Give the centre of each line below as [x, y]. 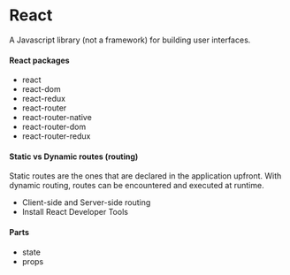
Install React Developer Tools [75, 212]
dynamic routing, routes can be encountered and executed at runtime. [137, 186]
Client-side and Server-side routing [86, 202]
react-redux [44, 99]
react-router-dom [54, 127]
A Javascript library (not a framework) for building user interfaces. [130, 40]
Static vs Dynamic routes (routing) [74, 157]
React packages [39, 60]
